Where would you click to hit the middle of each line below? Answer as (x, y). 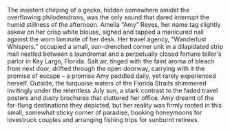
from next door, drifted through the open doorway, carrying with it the (106, 69)
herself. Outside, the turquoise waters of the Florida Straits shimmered (107, 83)
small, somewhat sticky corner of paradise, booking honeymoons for (105, 112)
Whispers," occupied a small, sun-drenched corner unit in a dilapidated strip (115, 47)
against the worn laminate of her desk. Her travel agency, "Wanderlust (107, 39)
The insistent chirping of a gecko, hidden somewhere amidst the (98, 10)
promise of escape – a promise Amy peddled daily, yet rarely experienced (112, 76)
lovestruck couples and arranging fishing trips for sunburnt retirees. (103, 120)
